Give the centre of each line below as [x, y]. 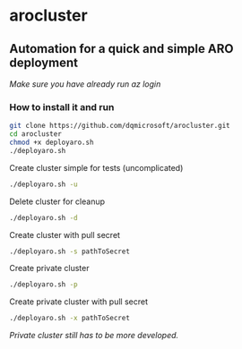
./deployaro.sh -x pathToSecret [69, 319]
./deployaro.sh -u [43, 184]
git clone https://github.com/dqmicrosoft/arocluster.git [120, 126]
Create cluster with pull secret [65, 234]
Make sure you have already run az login [85, 84]
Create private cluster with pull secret [78, 302]
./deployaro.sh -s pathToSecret [69, 251]
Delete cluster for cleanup [57, 201]
